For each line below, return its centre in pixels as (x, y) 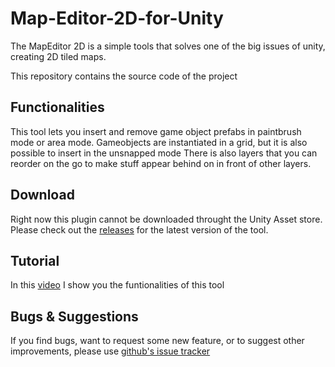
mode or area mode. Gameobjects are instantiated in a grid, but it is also (159, 142)
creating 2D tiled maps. (58, 56)
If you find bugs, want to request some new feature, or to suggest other (157, 341)
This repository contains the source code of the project (124, 76)
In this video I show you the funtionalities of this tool (117, 285)
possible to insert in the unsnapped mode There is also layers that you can (164, 153)
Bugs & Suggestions (74, 316)
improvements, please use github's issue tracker (110, 351)
